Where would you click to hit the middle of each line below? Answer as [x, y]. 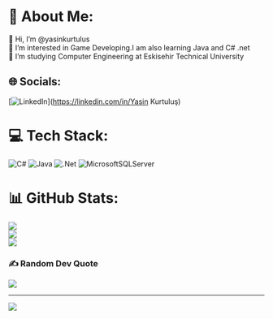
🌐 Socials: [35, 82]
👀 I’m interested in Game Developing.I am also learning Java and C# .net [129, 47]
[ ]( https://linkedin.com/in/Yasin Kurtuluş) [95, 101]
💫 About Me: [51, 17]
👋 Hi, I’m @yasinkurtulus [49, 39]
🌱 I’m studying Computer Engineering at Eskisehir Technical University [126, 56]
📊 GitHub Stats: [64, 198]
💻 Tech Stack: [58, 135]
